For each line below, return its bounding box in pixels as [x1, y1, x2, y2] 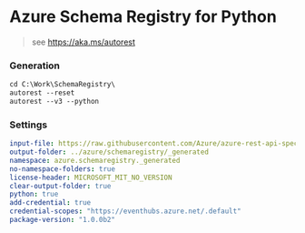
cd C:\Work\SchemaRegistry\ [9, 80, 116, 89]
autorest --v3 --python [9, 96, 100, 106]
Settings [9, 118, 48, 131]
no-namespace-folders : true [9, 164, 116, 174]
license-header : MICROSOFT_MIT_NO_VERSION [9, 173, 172, 182]
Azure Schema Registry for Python [9, 6, 277, 27]
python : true [9, 189, 59, 199]
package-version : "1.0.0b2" [9, 216, 116, 225]
